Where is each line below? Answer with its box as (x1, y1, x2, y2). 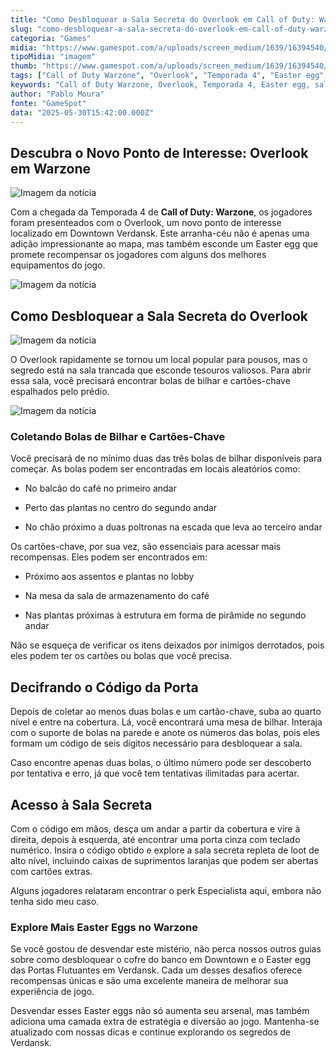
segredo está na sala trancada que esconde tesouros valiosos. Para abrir (10, 364, 312, 376)
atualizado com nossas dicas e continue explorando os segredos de (10, 1026, 291, 1038)
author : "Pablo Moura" (10, 89, 105, 99)
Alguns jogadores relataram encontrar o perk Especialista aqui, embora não (10, 884, 322, 896)
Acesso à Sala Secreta (10, 796, 153, 813)
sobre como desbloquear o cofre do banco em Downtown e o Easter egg (10, 954, 312, 966)
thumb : (10, 61, 38, 71)
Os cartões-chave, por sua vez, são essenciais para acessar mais (10, 541, 282, 553)
